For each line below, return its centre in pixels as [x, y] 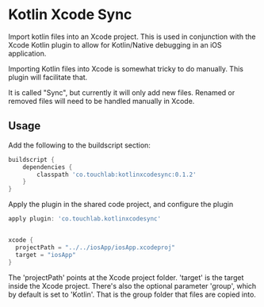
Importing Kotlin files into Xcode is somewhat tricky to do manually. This [126, 68]
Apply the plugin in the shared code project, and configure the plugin [121, 205]
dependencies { [48, 167]
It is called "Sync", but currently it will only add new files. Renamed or [122, 92]
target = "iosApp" [46, 255]
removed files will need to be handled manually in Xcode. [101, 101]
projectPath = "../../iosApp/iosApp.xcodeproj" [96, 248]
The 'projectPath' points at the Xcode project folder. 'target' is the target [126, 277]
